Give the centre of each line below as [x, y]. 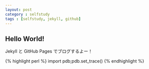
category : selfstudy [28, 14]
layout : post [19, 10]
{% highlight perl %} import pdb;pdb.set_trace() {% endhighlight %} [75, 61]
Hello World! [25, 39]
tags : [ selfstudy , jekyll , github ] [43, 19]
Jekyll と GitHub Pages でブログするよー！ [49, 51]
